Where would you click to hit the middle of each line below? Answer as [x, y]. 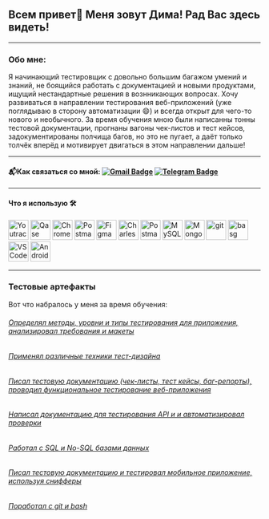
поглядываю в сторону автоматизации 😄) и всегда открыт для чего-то [130, 111]
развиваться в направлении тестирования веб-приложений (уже [120, 103]
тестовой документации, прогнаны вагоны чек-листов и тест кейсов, [127, 128]
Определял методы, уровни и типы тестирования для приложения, [123, 322]
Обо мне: [27, 59]
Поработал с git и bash [48, 506]
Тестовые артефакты [52, 287]
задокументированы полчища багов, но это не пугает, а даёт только [125, 136]
